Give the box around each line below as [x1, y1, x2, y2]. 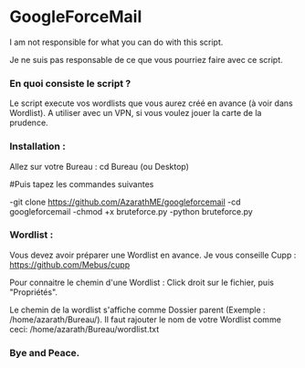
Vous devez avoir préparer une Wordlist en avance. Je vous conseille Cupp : [9, 249, 297, 260]
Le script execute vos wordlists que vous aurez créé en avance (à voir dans [9, 98, 294, 109]
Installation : [9, 140, 66, 152]
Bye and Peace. [9, 346, 80, 359]
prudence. [9, 117, 48, 129]
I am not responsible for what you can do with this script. [9, 37, 224, 47]
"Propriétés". [9, 286, 58, 298]
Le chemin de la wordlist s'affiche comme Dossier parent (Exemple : [9, 304, 267, 315]
